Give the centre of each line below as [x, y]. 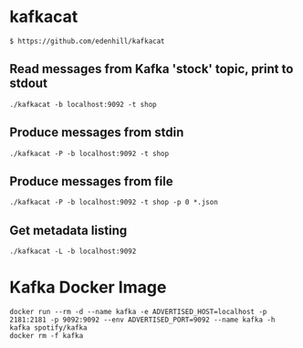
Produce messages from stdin [97, 133]
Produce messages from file [91, 181]
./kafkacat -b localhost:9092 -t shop [83, 104]
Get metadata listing [68, 230]
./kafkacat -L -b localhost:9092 [73, 252]
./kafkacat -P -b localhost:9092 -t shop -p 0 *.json [114, 203]
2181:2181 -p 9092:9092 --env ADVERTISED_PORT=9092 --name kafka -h [142, 320]
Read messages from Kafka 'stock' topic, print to [151, 69]
